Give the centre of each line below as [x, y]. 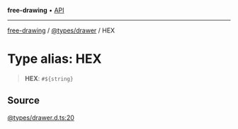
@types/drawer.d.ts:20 [41, 117]
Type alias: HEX [55, 59]
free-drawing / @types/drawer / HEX [61, 30]
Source [24, 100]
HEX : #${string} [49, 78]
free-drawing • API [36, 10]
